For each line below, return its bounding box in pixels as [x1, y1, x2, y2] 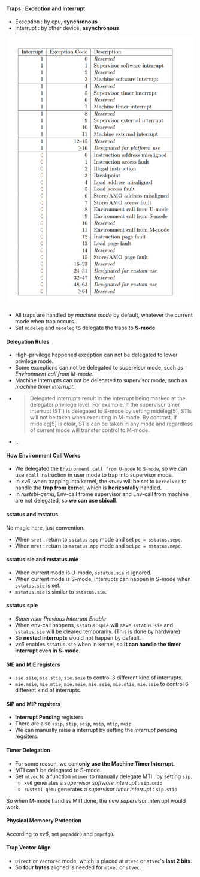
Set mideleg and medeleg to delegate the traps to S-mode [14, 324, 156, 331]
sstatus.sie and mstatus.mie [6, 556, 79, 563]
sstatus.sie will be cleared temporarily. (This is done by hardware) [14, 628, 181, 635]
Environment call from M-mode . [14, 370, 94, 377]
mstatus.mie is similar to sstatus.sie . [14, 588, 107, 595]
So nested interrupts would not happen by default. [14, 634, 141, 641]
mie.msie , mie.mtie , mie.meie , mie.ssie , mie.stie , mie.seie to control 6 [14, 681, 189, 688]
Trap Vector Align [6, 844, 51, 851]
